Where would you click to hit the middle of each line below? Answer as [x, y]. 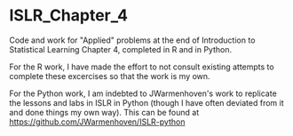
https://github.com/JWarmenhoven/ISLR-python [97, 122]
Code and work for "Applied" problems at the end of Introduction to [132, 40]
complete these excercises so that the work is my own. [110, 76]
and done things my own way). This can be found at [104, 112]
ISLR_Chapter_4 [69, 16]
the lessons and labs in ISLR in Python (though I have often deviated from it [146, 102]
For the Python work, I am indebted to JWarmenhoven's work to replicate [143, 93]
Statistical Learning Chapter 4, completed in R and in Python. [121, 49]
